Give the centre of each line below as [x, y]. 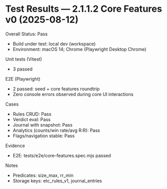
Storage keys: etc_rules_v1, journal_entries [57, 181]
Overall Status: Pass [26, 34]
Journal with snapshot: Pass [43, 125]
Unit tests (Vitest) [24, 59]
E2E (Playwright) [23, 79]
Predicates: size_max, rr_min [43, 175]
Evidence [15, 146]
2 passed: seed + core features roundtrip [56, 89]
